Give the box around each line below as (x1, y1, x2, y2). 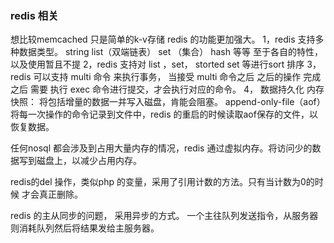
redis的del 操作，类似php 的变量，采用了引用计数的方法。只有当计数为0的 (10, 176, 315, 188)
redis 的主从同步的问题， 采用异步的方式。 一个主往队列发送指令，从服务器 (10, 210, 319, 222)
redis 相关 (10, 8, 59, 22)
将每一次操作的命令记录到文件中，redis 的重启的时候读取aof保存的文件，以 (10, 108, 318, 121)
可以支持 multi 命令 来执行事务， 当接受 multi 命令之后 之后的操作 (33, 71, 302, 83)
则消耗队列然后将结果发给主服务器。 (10, 222, 160, 234)
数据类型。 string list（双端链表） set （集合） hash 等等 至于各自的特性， (18, 46, 323, 58)
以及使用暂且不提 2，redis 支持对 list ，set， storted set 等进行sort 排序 (10, 58, 305, 71)
